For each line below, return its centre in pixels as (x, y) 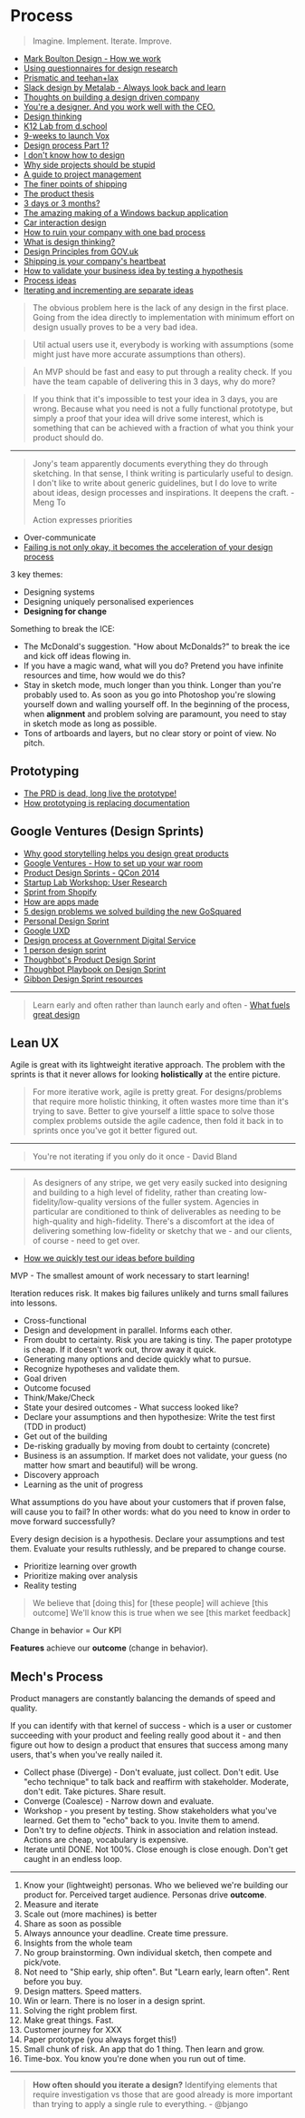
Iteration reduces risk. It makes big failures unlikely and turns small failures (149, 1294)
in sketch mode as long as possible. (90, 724)
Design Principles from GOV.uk (81, 251)
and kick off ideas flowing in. (77, 655)
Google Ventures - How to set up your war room (113, 862)
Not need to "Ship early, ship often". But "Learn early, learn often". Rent (157, 1972)
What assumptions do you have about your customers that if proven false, (148, 1502)
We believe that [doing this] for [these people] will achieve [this (150, 1603)
